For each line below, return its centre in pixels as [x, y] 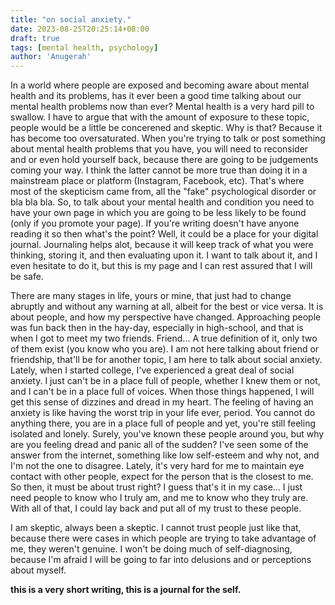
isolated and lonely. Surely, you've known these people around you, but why [167, 434]
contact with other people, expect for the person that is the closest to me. [162, 477]
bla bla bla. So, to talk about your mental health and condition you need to [162, 202]
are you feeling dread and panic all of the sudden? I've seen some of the [159, 445]
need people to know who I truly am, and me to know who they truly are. [159, 498]
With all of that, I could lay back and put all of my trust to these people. [156, 508]
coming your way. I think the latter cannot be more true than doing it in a [159, 170]
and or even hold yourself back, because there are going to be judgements [164, 160]
